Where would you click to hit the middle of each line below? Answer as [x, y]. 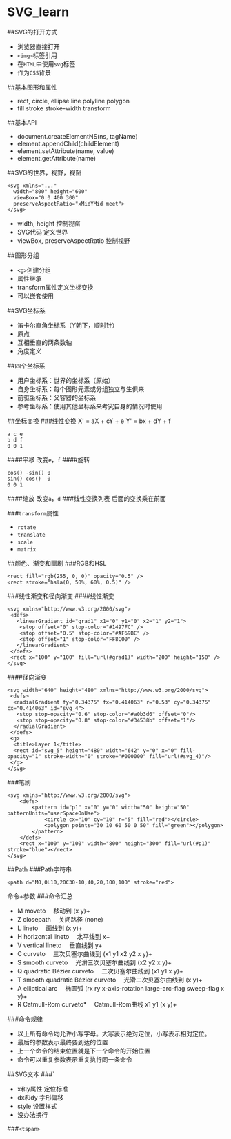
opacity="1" [24, 756]
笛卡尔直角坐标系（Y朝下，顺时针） [68, 325]
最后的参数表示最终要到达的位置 [62, 1042]
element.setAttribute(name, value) [66, 151]
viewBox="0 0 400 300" [46, 197]
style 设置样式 [37, 1106]
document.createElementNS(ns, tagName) [77, 136]
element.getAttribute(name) [57, 158]
